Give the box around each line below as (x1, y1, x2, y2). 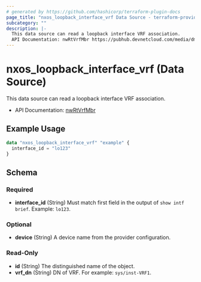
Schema (6, 167, 38, 177)
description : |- (6, 25, 47, 32)
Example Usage (6, 124, 66, 134)
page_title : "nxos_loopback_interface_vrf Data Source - (6, 14, 151, 20)
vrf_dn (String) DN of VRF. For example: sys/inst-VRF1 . (14, 269, 151, 276)
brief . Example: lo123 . (14, 205, 71, 213)
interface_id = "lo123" (11, 145, 71, 151)
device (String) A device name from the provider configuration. (14, 234, 171, 241)
